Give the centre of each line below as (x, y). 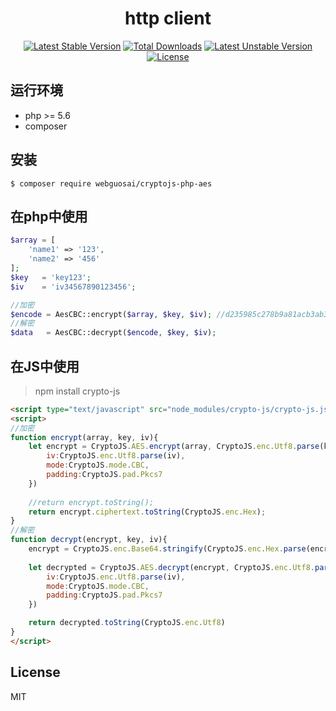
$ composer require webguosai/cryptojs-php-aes (111, 183)
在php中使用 (49, 216)
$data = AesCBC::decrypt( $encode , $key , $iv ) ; (113, 333)
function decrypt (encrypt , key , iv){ (89, 540)
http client (168, 18)
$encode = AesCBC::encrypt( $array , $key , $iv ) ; (111, 314)
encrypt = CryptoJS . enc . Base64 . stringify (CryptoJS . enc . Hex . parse (167, 549)
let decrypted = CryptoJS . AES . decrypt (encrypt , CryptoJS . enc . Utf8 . (171, 567)
